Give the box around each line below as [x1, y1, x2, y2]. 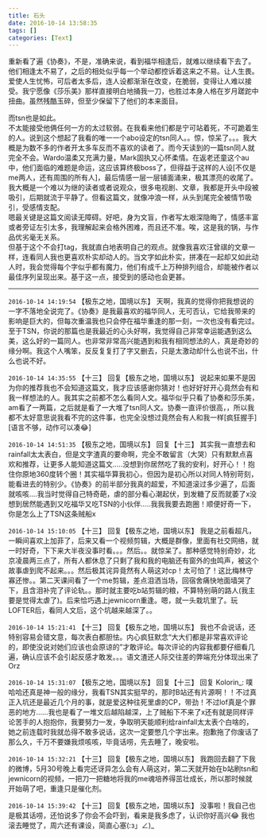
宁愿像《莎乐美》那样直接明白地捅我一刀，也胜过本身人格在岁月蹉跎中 [29, 87, 259, 96]
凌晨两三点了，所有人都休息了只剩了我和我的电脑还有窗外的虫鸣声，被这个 [14, 556, 259, 565]
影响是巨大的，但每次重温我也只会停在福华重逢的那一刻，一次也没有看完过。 [8, 316, 259, 326]
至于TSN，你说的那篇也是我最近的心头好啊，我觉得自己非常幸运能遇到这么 [8, 327, 253, 336]
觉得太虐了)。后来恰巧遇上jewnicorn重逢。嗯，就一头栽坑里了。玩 [21, 595, 238, 605]
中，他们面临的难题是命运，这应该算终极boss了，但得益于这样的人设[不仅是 [8, 163, 257, 172]
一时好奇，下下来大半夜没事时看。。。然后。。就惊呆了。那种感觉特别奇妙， [8, 546, 249, 556]
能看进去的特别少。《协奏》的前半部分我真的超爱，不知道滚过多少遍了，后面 [8, 479, 256, 489]
